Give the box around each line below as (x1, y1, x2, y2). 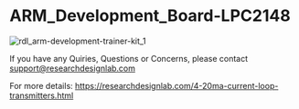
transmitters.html (9, 90, 74, 101)
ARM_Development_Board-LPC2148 (9, 5, 291, 26)
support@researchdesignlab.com (9, 63, 135, 74)
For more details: (9, 80, 73, 91)
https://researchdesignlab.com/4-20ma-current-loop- (74, 80, 279, 91)
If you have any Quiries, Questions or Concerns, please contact (9, 53, 249, 64)
